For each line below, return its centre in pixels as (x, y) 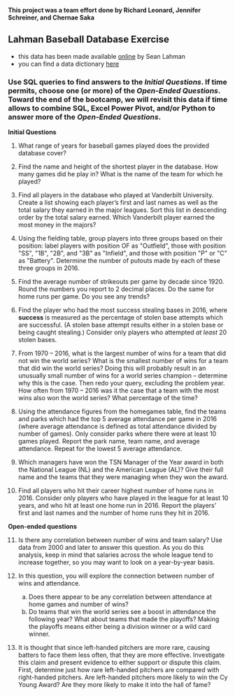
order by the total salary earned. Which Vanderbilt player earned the (116, 218)
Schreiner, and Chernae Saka (51, 17)
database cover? (42, 153)
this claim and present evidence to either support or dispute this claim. (120, 662)
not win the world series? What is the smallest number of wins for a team (123, 361)
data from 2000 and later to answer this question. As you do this (111, 548)
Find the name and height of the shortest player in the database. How (118, 166)
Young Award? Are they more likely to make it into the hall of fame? (114, 685)
